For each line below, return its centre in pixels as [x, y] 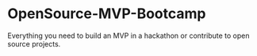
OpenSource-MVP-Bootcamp [107, 14]
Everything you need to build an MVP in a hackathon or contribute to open [129, 35]
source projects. [34, 43]
